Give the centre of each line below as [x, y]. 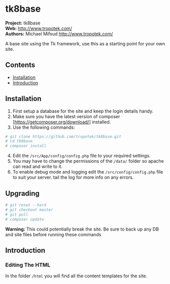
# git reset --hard [26, 205]
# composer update [25, 219]
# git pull [17, 214]
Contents [20, 65]
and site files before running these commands [53, 234]
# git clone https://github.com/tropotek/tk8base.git [63, 136]
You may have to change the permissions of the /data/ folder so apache [88, 161]
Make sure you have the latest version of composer [66, 116]
